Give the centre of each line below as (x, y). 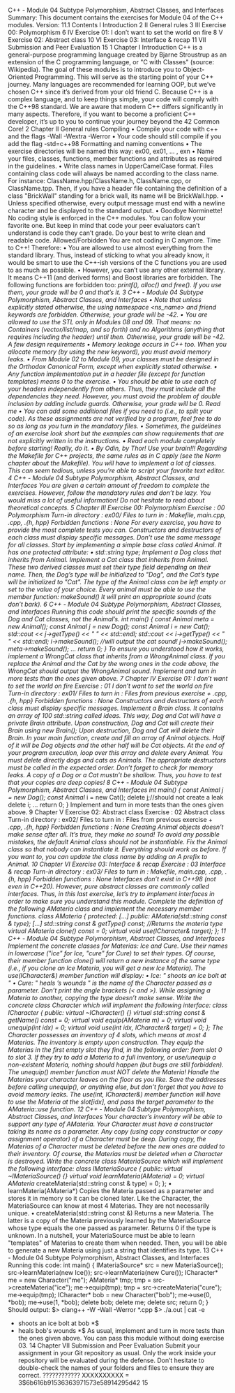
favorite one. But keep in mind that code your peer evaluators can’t (104, 225)
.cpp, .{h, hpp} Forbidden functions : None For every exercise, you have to (115, 522)
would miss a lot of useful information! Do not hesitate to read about (106, 500)
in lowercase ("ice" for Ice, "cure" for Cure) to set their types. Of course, (112, 953)
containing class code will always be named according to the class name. (113, 173)
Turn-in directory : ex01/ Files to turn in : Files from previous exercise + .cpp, (118, 693)
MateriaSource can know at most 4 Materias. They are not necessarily (109, 1206)
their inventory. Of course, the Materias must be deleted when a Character (115, 1154)
